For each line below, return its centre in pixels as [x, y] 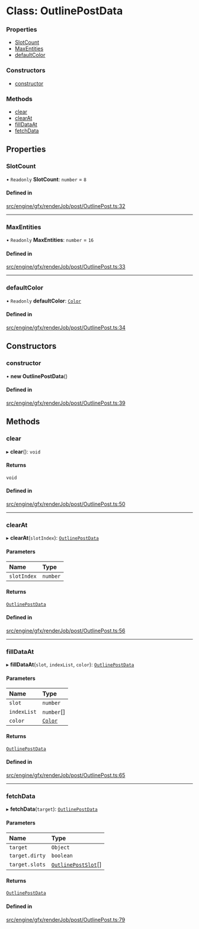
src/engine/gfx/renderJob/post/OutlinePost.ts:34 [66, 327]
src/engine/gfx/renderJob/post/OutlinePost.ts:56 [66, 631]
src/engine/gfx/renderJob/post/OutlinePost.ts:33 [66, 267]
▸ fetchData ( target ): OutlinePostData [52, 809]
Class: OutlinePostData [65, 11]
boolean [62, 856]
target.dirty [28, 856]
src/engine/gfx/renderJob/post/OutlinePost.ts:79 [66, 919]
